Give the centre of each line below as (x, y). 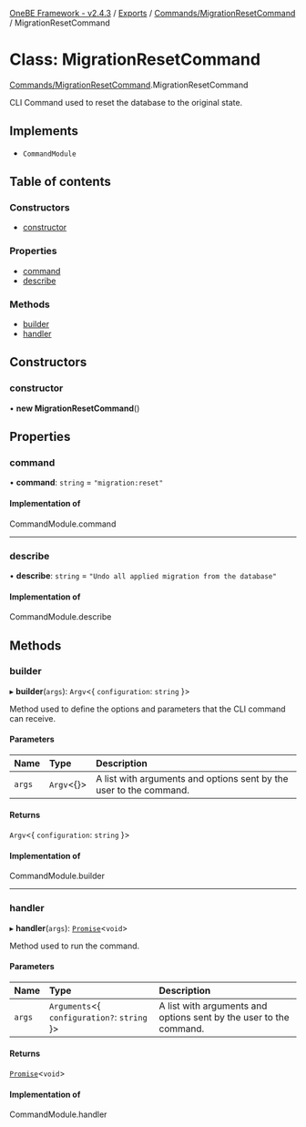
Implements (44, 131)
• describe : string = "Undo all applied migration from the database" (143, 575)
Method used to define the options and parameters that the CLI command (148, 709)
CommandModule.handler (58, 1114)
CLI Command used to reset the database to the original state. (126, 102)
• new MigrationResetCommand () (75, 408)
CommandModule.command (63, 524)
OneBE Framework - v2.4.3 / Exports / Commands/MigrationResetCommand (153, 13)
